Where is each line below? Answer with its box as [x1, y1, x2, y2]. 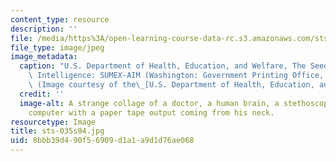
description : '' [10, 24, 78, 34]
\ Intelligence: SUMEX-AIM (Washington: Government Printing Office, [28, 71, 325, 81]
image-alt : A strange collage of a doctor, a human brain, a [19, 98, 280, 108]
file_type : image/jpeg [10, 42, 105, 53]
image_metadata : [10, 52, 78, 62]
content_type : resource [10, 14, 110, 25]
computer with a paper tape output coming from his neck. [28, 107, 275, 118]
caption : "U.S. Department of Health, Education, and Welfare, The [19, 61, 307, 71]
